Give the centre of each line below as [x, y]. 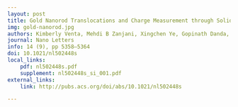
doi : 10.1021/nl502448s [42, 54]
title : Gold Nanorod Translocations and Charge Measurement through [110, 21]
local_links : [27, 60]
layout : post [27, 14]
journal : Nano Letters [41, 40]
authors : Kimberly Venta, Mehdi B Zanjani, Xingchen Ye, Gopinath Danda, [119, 34]
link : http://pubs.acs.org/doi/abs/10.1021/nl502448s [101, 86]
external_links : [31, 80]
